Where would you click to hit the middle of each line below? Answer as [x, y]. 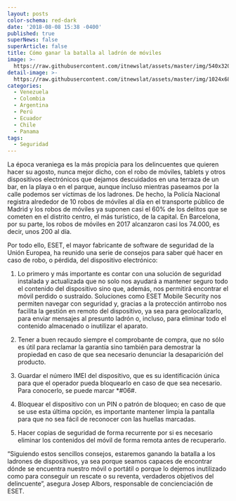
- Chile [25, 125]
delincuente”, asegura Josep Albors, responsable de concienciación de [110, 484]
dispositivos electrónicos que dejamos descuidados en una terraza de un [113, 179]
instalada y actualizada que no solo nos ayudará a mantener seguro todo [123, 281]
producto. [32, 362]
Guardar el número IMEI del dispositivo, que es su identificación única [118, 376]
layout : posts [28, 14]
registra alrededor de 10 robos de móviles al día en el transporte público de [116, 202]
